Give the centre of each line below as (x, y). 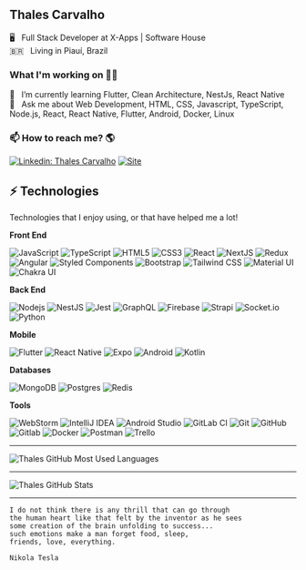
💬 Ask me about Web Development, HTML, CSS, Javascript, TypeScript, (147, 105)
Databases (31, 370)
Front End (28, 235)
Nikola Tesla (34, 558)
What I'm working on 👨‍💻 (64, 75)
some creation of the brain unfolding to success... (112, 526)
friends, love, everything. (63, 542)
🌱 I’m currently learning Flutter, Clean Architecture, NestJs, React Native (147, 95)
